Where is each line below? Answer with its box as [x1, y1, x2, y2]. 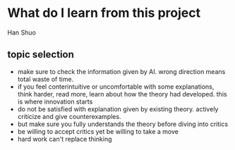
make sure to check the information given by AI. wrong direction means [17, 67, 226, 75]
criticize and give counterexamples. [17, 112, 121, 120]
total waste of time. [17, 75, 74, 83]
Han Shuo [7, 28, 37, 37]
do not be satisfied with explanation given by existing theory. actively [17, 104, 219, 113]
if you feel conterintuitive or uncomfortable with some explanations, [17, 82, 215, 91]
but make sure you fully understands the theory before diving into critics [17, 120, 228, 128]
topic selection [7, 49, 74, 61]
